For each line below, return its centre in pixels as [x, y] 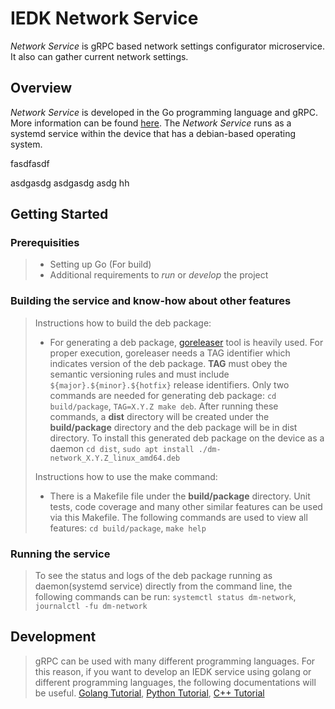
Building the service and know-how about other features [151, 301]
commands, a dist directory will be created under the [159, 416]
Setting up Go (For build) [100, 264]
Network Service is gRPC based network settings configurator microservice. [168, 46]
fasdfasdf [30, 163]
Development [53, 637]
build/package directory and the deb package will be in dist [173, 427]
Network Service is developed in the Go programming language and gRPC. [164, 112]
